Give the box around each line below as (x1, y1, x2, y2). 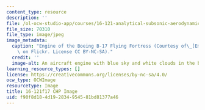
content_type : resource (6, 9, 67, 15)
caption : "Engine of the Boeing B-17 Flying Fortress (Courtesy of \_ (12, 43, 192, 50)
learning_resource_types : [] (6, 65, 81, 72)
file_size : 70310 (6, 26, 51, 32)
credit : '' (12, 54, 40, 61)
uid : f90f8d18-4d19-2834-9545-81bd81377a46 (6, 94, 119, 100)
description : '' (6, 15, 48, 21)
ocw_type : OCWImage (6, 77, 56, 83)
